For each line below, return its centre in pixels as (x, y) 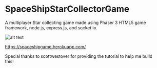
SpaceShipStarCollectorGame (67, 9)
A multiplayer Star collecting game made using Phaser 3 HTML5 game (76, 23)
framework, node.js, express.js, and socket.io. (51, 27)
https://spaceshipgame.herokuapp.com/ (46, 46)
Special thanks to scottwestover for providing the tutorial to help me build (79, 56)
